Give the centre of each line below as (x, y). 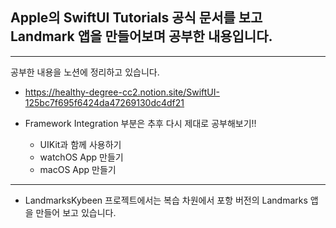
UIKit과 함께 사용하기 (80, 144)
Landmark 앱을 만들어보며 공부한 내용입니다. (141, 36)
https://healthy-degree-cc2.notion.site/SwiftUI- (122, 92)
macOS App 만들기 (78, 169)
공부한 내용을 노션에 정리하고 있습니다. (85, 72)
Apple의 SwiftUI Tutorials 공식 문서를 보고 (136, 18)
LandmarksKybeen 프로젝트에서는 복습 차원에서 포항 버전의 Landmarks (166, 200)
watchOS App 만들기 (81, 157)
